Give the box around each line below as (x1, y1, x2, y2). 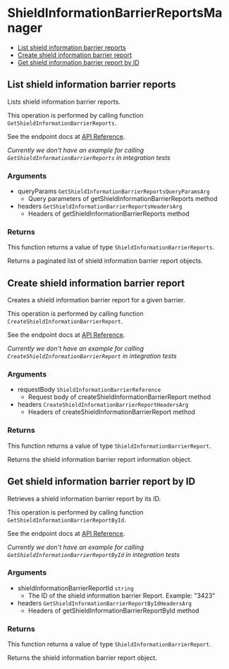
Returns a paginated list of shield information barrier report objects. (7, 257, 203, 265)
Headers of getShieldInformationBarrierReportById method (27, 606, 199, 615)
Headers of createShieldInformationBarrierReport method (27, 407, 196, 417)
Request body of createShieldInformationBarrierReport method (27, 393, 211, 401)
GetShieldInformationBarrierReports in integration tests (7, 153, 171, 161)
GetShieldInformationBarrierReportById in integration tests (7, 550, 180, 558)
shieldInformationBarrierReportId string (17, 584, 134, 592)
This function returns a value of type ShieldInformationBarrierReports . (7, 243, 215, 252)
